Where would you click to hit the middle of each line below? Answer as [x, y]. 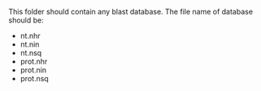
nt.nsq [31, 53]
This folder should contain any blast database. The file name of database [131, 12]
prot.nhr [34, 61]
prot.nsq [34, 79]
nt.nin [30, 44]
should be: [26, 20]
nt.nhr [30, 36]
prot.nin [33, 70]
